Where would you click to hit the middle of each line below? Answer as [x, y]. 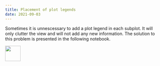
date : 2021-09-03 [23, 14]
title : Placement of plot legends [41, 10]
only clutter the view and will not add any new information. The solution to [80, 33]
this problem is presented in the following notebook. [58, 39]
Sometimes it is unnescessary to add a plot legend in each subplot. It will [79, 28]
